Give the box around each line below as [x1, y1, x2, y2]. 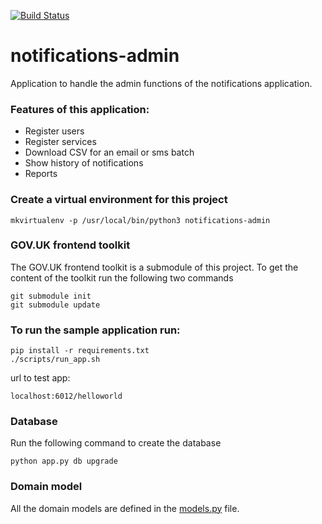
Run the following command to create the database [10, 437, 222, 449]
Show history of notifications [24, 157, 144, 169]
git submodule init [10, 291, 92, 301]
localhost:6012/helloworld [10, 391, 123, 402]
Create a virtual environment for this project [10, 193, 228, 207]
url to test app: [10, 372, 71, 384]
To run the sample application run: [10, 323, 181, 337]
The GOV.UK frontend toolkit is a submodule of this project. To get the [10, 261, 299, 273]
